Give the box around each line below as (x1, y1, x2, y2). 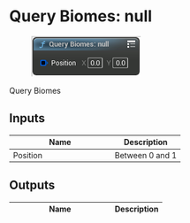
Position (12, 150, 42, 160)
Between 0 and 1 (114, 150, 178, 160)
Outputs (9, 178, 56, 193)
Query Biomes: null (9, 6, 153, 27)
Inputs (9, 111, 46, 126)
